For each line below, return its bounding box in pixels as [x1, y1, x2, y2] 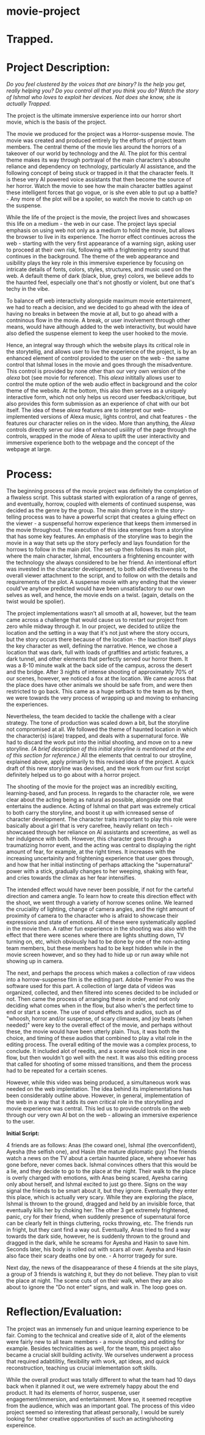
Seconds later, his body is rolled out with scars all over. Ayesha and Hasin [6, 1246, 191, 1253]
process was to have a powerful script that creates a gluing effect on [23, 513, 196, 521]
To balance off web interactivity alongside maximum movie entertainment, [6, 297, 193, 304]
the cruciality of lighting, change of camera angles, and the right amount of [6, 905, 195, 913]
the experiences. [6, 701, 49, 708]
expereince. [6, 1422, 37, 1429]
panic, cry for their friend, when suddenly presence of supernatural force [6, 1213, 190, 1221]
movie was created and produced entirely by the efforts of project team [6, 137, 186, 144]
